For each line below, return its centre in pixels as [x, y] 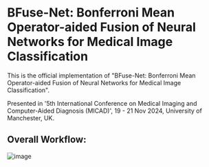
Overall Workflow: [47, 140]
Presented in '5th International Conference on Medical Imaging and [102, 103]
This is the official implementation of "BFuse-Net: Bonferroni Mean [101, 75]
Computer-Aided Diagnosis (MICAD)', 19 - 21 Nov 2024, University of [105, 111]
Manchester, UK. [31, 118]
